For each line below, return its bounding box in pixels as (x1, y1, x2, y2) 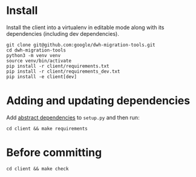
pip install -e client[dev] (6, 73, 77, 79)
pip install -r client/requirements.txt (6, 63, 110, 69)
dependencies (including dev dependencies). (6, 30, 119, 37)
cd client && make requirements (6, 125, 88, 132)
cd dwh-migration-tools (6, 47, 67, 53)
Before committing (6, 146, 102, 159)
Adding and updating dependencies (6, 94, 191, 108)
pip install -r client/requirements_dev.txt (6, 68, 120, 75)
